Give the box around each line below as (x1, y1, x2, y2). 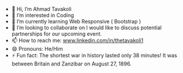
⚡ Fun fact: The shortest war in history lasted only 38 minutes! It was (11, 52, 177, 58)
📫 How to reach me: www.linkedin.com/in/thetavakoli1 (11, 37, 144, 44)
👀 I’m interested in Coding (11, 12, 74, 19)
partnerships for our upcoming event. (11, 30, 102, 37)
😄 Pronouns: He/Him (11, 46, 63, 52)
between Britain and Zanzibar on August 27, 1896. (11, 60, 132, 67)
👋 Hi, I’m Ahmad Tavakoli (11, 6, 72, 12)
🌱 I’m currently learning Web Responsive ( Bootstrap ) (11, 18, 141, 25)
